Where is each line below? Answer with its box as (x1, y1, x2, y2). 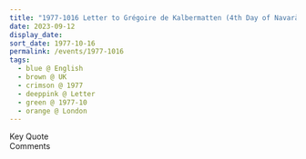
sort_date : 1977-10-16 (9, 38, 96, 48)
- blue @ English (17, 65, 84, 74)
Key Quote (9, 131, 49, 142)
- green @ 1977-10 (17, 97, 88, 107)
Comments (9, 141, 51, 152)
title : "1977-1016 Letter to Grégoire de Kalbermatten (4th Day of (9, 13, 271, 23)
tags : (9, 55, 30, 65)
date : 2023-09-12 (9, 22, 76, 31)
